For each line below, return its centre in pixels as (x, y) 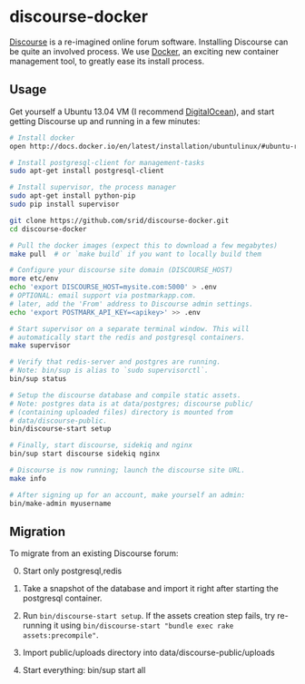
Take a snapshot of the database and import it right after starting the (150, 589)
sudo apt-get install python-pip (73, 196)
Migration (38, 531)
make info (28, 478)
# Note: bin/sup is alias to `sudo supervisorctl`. (109, 371)
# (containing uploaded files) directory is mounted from (121, 412)
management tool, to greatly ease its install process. (107, 61)
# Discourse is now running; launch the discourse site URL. (128, 470)
